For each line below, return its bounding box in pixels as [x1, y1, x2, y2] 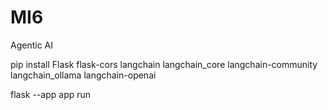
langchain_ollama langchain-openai [10, 69, 157, 81]
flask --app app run [10, 88, 92, 100]
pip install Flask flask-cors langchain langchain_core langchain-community [10, 58, 318, 70]
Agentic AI [10, 39, 54, 51]
